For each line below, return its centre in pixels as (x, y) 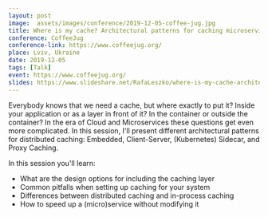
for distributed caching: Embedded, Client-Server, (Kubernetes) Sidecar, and (134, 139)
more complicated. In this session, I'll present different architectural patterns (134, 130)
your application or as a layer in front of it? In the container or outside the (128, 113)
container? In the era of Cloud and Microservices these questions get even (131, 122)
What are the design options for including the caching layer (117, 178)
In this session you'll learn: (52, 163)
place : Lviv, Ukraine (44, 53)
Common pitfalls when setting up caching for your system (115, 187)
